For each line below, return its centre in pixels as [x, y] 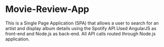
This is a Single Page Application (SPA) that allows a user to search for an [82, 23]
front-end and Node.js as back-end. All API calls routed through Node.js [80, 33]
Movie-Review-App [47, 9]
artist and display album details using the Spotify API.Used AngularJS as [81, 28]
